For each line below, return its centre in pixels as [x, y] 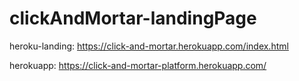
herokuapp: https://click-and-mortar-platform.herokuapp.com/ [138, 65]
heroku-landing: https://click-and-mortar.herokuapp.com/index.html [149, 46]
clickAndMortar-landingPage [133, 18]
